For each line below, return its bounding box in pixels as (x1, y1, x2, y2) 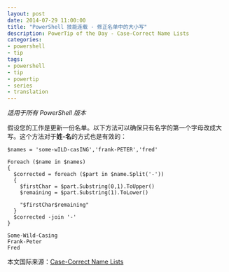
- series (7, 82, 33, 89)
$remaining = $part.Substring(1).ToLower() (20, 189, 149, 196)
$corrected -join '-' (13, 214, 77, 221)
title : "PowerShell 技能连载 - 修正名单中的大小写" (7, 23, 148, 30)
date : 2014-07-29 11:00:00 (7, 17, 86, 24)
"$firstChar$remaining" (20, 201, 90, 209)
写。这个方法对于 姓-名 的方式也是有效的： (7, 132, 127, 141)
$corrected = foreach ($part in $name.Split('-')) (13, 171, 165, 178)
